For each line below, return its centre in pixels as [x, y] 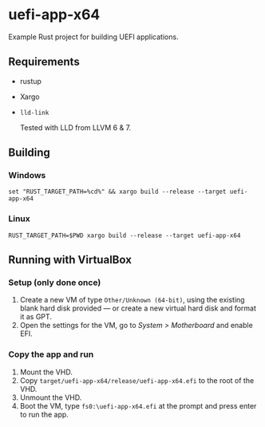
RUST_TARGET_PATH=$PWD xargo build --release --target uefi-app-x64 [125, 235]
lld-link [34, 113]
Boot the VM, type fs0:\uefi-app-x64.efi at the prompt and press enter [138, 405]
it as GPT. [36, 317]
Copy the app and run [51, 354]
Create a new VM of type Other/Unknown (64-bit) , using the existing [132, 300]
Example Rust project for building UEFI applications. [93, 37]
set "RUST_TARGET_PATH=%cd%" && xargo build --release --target [117, 192]
